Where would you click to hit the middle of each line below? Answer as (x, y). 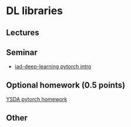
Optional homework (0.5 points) (65, 85)
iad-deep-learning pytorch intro (53, 66)
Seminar (22, 52)
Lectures (23, 33)
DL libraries (35, 11)
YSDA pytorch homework (37, 99)
